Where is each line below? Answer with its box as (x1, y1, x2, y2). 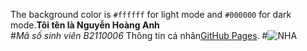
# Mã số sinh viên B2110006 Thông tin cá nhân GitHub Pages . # (10, 30, 268, 41)
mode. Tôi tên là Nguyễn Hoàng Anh (10, 19, 160, 31)
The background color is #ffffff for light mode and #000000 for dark (10, 9, 292, 20)
